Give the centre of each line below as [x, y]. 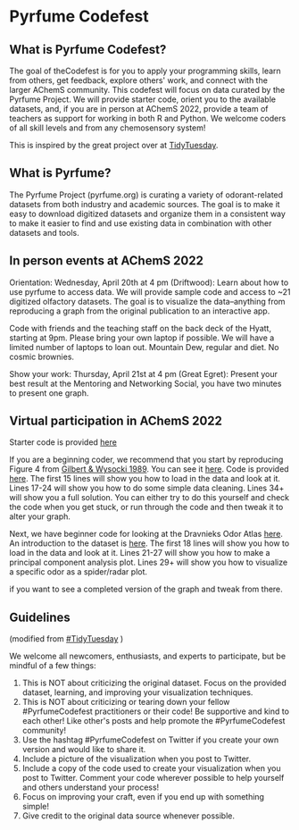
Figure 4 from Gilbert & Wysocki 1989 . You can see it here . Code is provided [149, 469]
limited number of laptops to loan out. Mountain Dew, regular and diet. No [144, 347]
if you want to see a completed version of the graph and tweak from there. [146, 589]
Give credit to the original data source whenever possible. [128, 816]
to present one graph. [49, 393]
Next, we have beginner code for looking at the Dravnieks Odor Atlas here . [146, 534]
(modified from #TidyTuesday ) [66, 639]
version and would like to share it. [84, 750]
